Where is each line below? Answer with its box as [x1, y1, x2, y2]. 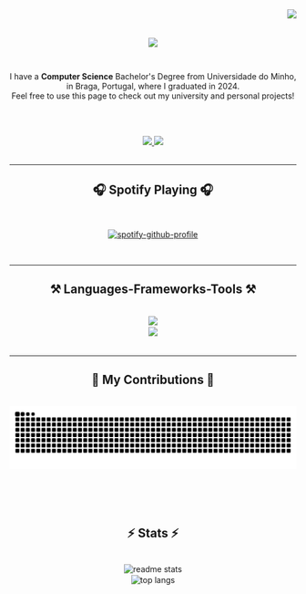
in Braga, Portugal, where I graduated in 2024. [66, 80, 240, 91]
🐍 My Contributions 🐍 [91, 371, 215, 387]
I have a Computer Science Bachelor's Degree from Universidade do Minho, [9, 70, 297, 81]
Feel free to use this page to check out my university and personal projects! [11, 90, 295, 101]
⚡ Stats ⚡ [127, 525, 179, 541]
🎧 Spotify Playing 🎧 [92, 182, 214, 198]
